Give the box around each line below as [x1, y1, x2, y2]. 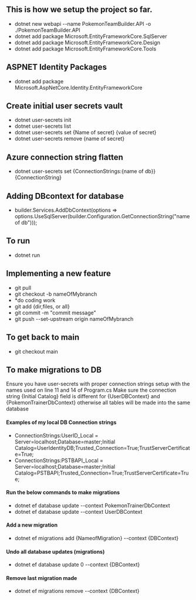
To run [6, 236, 31, 246]
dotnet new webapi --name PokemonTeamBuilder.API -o [14, 20, 151, 27]
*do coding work [14, 296, 56, 304]
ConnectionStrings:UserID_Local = [14, 432, 99, 439]
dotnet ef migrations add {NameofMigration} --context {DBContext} [14, 534, 179, 541]
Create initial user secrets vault [6, 101, 123, 111]
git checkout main [14, 348, 59, 355]
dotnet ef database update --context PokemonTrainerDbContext [14, 501, 170, 509]
